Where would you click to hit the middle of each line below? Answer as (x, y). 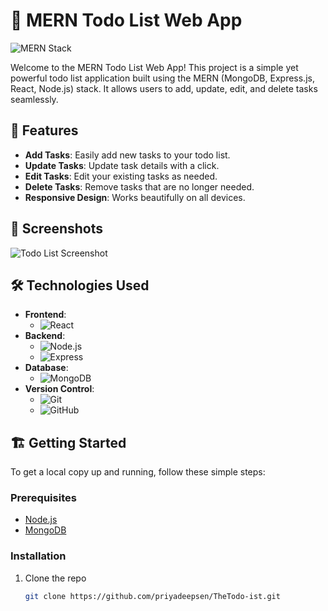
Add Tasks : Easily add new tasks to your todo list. (127, 155)
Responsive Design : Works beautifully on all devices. (135, 197)
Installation (38, 556)
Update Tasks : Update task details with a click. (122, 165)
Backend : (45, 336)
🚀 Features (44, 130)
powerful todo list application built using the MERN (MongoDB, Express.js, (162, 78)
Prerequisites (43, 498)
